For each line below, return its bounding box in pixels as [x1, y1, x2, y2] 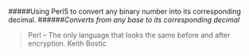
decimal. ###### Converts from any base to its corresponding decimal [8, 15, 240, 24]
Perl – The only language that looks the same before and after [27, 31, 231, 39]
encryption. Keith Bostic [27, 39, 107, 48]
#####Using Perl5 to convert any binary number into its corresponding [8, 7, 241, 16]
